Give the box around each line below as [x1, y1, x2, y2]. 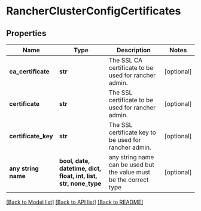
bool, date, [59, 157, 90, 165]
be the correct [108, 176, 149, 184]
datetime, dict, [59, 164, 102, 173]
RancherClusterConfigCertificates [6, 4, 181, 18]
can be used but [108, 161, 154, 169]
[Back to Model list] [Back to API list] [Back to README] [6, 198, 144, 206]
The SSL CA [108, 56, 142, 64]
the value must [108, 168, 151, 176]
